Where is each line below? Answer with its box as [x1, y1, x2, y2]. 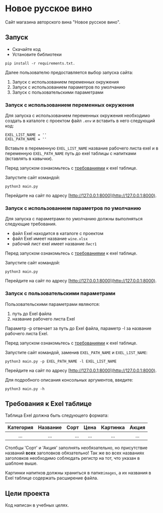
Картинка [101, 424, 125, 431]
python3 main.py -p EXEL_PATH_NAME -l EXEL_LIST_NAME [5, 359, 117, 364]
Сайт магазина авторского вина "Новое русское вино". [5, 19, 121, 25]
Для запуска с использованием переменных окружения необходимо [5, 113, 150, 119]
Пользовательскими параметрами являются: [5, 301, 100, 307]
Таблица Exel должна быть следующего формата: [5, 412, 109, 418]
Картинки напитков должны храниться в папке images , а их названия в [5, 470, 151, 476]
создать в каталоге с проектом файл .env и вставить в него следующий [5, 118, 155, 124]
